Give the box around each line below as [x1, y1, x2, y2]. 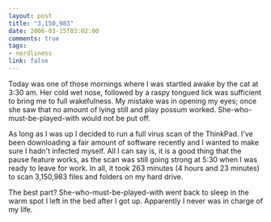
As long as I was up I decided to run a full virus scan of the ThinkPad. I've [8, 128, 253, 138]
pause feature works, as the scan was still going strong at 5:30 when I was [8, 154, 257, 164]
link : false [8, 57, 49, 65]
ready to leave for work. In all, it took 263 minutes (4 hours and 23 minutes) [8, 163, 260, 173]
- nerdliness [8, 49, 53, 57]
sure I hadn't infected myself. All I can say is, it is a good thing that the [8, 146, 242, 156]
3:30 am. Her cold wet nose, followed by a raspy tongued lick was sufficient [8, 87, 261, 97]
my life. [8, 204, 33, 214]
